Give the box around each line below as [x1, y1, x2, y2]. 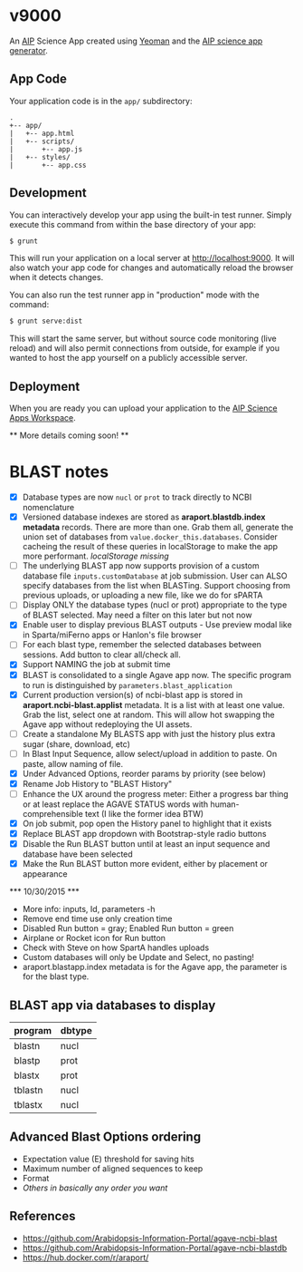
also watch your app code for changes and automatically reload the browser [9, 262, 294, 273]
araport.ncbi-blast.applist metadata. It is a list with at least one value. [22, 699, 285, 710]
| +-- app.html [9, 129, 75, 138]
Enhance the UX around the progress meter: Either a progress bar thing [22, 788, 289, 799]
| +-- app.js [9, 144, 83, 154]
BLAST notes [9, 461, 109, 482]
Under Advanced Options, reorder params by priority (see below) [22, 768, 267, 779]
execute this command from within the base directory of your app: [9, 218, 256, 229]
